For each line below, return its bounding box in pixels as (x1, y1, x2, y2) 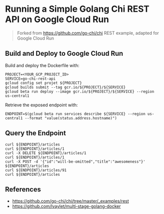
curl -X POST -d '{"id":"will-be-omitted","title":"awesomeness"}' (5, 159, 146, 164)
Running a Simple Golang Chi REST (5, 3, 150, 15)
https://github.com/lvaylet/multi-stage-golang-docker (12, 203, 121, 209)
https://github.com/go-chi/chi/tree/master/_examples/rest (12, 198, 129, 204)
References (5, 185, 41, 193)
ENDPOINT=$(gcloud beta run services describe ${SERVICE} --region (5, 111, 146, 116)
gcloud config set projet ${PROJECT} (5, 80, 82, 85)
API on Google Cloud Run (5, 14, 109, 25)
